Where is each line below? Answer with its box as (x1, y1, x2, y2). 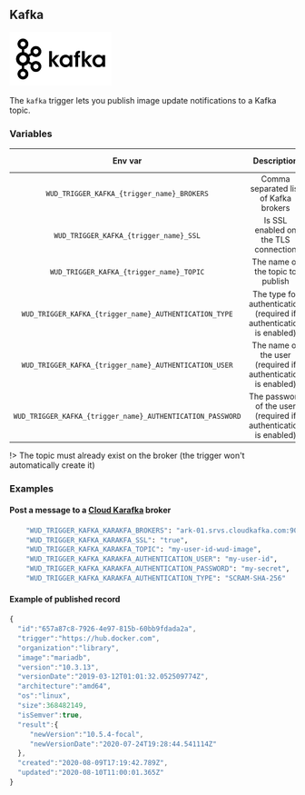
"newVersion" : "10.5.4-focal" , (29, 730, 144, 739)
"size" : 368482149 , (17, 701, 88, 711)
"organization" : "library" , (17, 643, 120, 652)
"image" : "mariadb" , (17, 653, 92, 662)
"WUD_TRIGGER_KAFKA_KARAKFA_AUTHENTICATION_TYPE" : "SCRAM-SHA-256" (25, 574, 286, 583)
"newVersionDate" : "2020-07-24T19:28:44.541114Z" (29, 740, 218, 749)
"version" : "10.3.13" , (17, 662, 100, 671)
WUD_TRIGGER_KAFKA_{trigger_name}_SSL (54, 231, 202, 240)
